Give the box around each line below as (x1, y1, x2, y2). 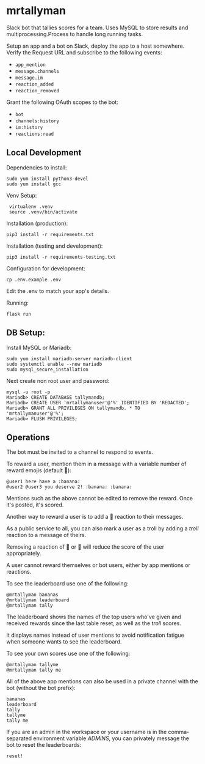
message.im (15, 75, 43, 81)
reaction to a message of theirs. (6, 532, 87, 539)
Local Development (6, 147, 82, 158)
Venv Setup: (6, 191, 37, 199)
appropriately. (6, 550, 41, 557)
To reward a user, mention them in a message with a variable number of (6, 460, 187, 468)
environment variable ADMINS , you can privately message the (33, 735, 189, 742)
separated (6, 735, 32, 742)
